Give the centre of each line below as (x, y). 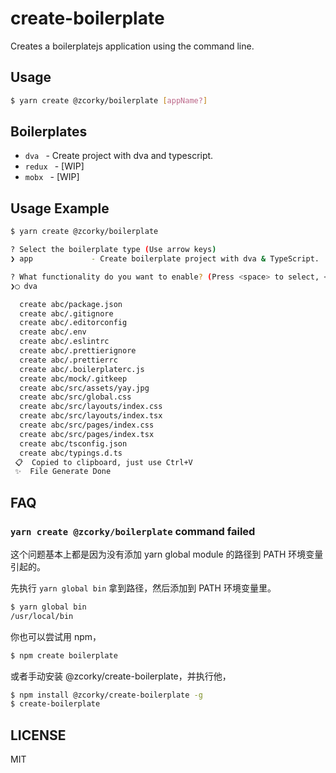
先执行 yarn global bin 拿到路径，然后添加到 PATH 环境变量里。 (143, 588)
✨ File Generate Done (63, 472)
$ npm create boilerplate (64, 655)
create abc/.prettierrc (68, 360)
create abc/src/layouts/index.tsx (91, 416)
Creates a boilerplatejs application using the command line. (132, 46)
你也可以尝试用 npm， (56, 636)
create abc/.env (53, 332)
